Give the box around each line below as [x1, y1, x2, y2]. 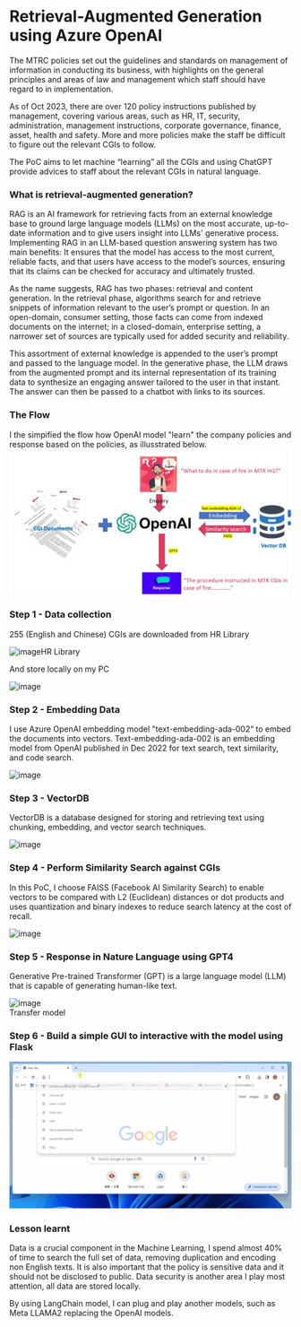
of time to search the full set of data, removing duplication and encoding [9, 1253, 276, 1263]
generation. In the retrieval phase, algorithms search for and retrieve [9, 293, 262, 304]
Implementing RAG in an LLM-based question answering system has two [9, 238, 278, 248]
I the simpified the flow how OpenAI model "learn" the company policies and [9, 429, 292, 440]
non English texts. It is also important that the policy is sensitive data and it [9, 1262, 285, 1272]
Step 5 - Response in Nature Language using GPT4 [9, 950, 235, 963]
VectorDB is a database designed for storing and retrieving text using [9, 812, 265, 823]
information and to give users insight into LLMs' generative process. [27, 228, 279, 239]
